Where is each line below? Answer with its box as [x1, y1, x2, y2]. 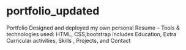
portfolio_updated [6, 4, 100, 18]
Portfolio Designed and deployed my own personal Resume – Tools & [6, 24, 180, 31]
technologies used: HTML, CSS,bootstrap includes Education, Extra [6, 30, 177, 37]
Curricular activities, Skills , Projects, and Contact [6, 37, 131, 44]
